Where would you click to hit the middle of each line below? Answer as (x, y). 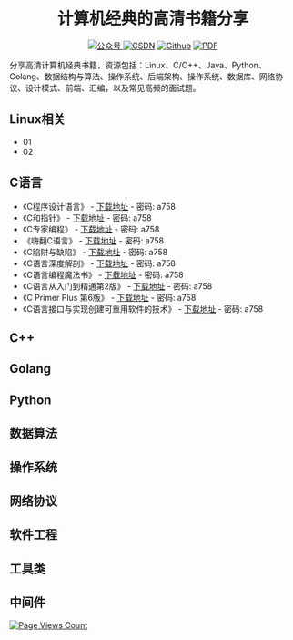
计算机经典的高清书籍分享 (152, 19)
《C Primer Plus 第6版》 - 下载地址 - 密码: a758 (109, 297)
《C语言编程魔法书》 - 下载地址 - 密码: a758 (103, 274)
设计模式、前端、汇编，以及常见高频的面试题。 (113, 88)
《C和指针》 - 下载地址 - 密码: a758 (87, 217)
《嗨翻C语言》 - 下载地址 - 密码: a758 (93, 240)
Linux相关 (37, 119)
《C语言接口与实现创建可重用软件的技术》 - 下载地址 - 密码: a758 (143, 309)
